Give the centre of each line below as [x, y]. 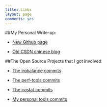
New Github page [30, 42]
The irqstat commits [32, 90]
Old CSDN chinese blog [36, 52]
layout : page [18, 14]
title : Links [18, 10]
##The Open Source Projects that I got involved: [54, 61]
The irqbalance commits [37, 71]
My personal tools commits [40, 99]
